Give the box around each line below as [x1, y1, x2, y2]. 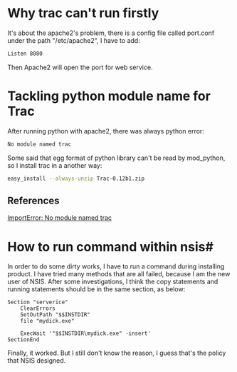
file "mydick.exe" [20, 318, 75, 325]
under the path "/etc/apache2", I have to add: [7, 36, 140, 44]
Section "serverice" [7, 298, 69, 306]
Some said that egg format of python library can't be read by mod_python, [7, 154, 226, 162]
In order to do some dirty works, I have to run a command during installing [7, 262, 225, 271]
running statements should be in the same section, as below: [7, 285, 186, 293]
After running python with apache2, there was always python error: [7, 126, 204, 135]
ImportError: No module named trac [7, 213, 112, 222]
